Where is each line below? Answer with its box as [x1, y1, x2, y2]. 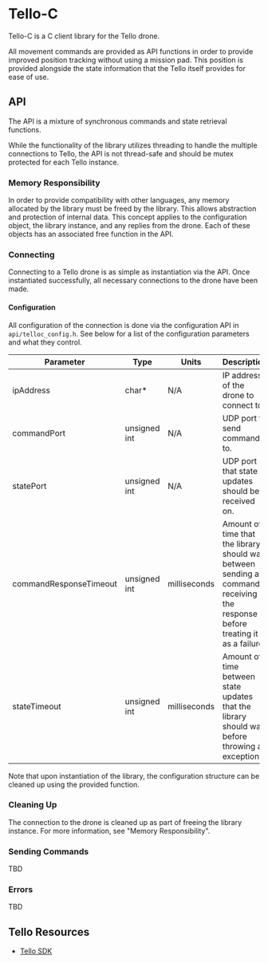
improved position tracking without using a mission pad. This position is [8, 55, 243, 65]
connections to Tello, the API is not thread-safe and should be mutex [8, 148, 234, 158]
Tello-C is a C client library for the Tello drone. [8, 31, 160, 41]
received [222, 495, 255, 507]
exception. [222, 751, 262, 762]
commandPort [12, 428, 66, 439]
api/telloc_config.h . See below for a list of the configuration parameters [8, 329, 250, 338]
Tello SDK [19, 946, 53, 956]
